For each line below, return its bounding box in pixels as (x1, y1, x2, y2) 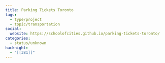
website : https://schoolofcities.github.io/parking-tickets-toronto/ (10, 31, 160, 36)
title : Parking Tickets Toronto (5, 7, 74, 13)
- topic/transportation (10, 21, 60, 27)
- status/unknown (10, 41, 47, 46)
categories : (5, 36, 30, 41)
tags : (5, 12, 17, 17)
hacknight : (5, 45, 28, 50)
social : (5, 26, 22, 31)
